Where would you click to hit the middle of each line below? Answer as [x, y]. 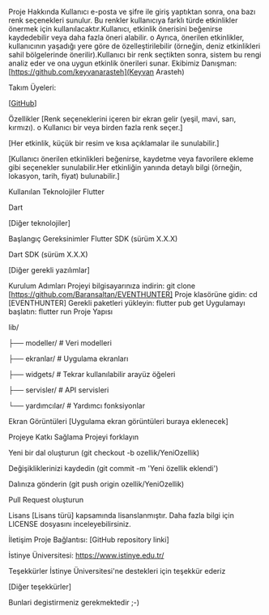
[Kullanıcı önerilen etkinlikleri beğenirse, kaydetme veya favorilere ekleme [131, 159]
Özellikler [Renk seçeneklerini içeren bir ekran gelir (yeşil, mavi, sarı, [122, 119]
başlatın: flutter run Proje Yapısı [61, 312]
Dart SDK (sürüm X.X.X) [48, 254]
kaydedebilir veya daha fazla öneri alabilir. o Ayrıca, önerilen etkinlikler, [126, 37]
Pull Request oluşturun [46, 500]
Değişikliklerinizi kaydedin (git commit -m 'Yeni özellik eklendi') [113, 468]
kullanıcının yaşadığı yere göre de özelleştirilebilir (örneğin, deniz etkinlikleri [134, 46]
